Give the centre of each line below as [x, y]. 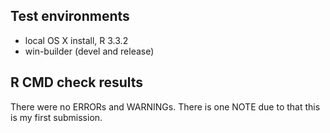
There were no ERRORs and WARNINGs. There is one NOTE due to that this [165, 106]
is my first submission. [56, 117]
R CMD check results [77, 82]
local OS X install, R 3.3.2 [76, 40]
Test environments [70, 16]
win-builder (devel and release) [89, 51]
